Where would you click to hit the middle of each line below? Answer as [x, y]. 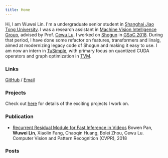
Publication [19, 116]
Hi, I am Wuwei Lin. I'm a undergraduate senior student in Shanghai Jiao [80, 24]
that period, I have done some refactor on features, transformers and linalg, [83, 40]
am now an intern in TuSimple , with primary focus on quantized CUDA [77, 50]
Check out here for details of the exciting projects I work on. [67, 103]
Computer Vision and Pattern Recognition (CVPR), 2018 [70, 138]
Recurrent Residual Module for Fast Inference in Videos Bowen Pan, [82, 127]
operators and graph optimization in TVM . [48, 56]
